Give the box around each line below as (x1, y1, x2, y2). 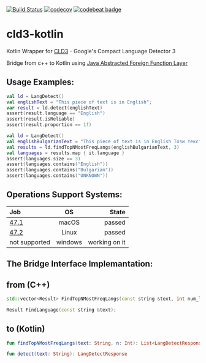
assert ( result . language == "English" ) (6, 110, 105, 116)
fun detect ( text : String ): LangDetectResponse (6, 351, 128, 357)
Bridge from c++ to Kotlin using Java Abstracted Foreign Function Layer (6, 59, 188, 67)
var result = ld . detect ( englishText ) (6, 105, 103, 111)
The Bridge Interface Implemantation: (6, 259, 153, 269)
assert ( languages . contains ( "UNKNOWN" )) (6, 173, 109, 179)
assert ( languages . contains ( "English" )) (6, 161, 109, 168)
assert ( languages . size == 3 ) (6, 155, 81, 162)
